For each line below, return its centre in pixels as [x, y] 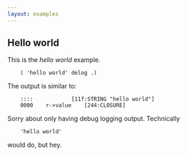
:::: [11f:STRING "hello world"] [87, 99]
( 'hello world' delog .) [59, 73]
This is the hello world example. [54, 60]
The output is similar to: [42, 86]
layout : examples [33, 14]
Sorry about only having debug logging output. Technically [94, 119]
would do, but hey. [35, 145]
